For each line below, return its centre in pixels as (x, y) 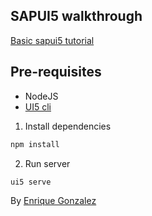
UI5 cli (38, 106)
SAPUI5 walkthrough (76, 16)
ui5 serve (31, 182)
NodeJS (41, 96)
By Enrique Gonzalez (53, 201)
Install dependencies (68, 126)
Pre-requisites (56, 72)
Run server (47, 163)
